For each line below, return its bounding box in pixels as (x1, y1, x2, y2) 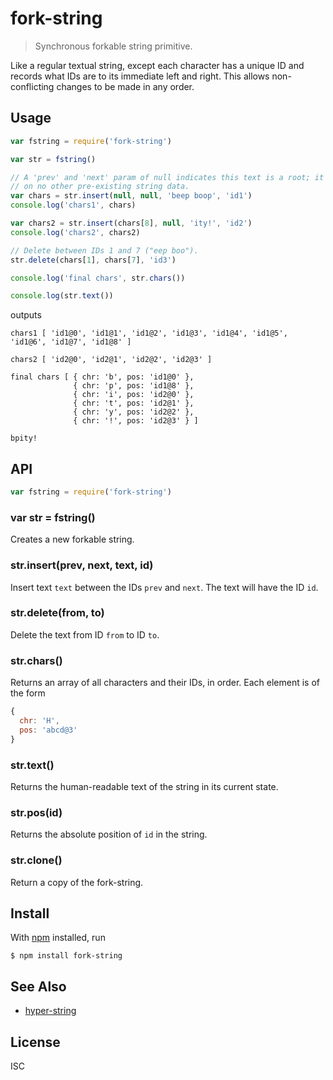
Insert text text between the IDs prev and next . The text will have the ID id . (10, 581, 319, 593)
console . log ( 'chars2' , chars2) (10, 227, 141, 237)
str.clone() (10, 853, 63, 867)
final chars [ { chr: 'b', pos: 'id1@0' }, (10, 372, 195, 382)
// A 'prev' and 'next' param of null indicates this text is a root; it (10, 172, 325, 182)
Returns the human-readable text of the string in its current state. (10, 780, 279, 792)
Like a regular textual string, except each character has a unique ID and (10, 59, 305, 71)
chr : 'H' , (19, 716, 60, 726)
